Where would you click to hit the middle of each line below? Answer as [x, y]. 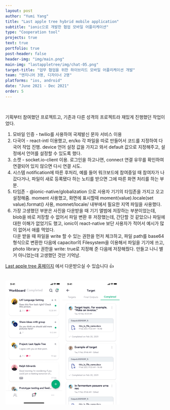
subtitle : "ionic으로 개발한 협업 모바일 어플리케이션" [57, 27]
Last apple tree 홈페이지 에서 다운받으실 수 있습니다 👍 [60, 266]
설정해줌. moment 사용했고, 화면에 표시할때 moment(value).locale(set [83, 198]
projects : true [21, 38]
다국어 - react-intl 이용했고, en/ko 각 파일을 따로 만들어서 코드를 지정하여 [85, 141]
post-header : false [26, 53]
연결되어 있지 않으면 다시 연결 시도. [47, 166]
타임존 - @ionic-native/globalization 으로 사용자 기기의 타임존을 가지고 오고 [88, 192]
